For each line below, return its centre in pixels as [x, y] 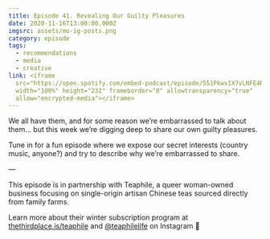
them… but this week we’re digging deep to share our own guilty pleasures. [133, 130]
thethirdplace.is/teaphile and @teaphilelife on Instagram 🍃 [104, 226]
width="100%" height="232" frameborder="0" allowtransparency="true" [134, 91]
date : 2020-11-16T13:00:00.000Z [62, 23]
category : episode [39, 38]
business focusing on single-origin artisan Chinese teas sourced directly [128, 193]
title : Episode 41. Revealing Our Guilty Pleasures [96, 16]
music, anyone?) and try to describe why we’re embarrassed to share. [124, 154]
